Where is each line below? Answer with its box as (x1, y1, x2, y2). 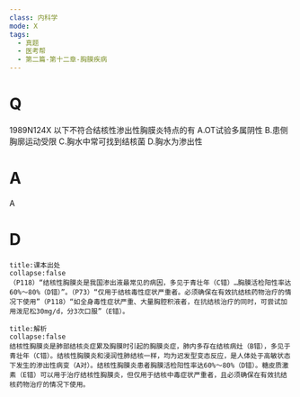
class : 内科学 (9, 13, 58, 23)
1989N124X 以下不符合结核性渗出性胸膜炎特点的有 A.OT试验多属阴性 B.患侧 (9, 124, 289, 135)
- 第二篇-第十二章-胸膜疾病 (17, 55, 108, 64)
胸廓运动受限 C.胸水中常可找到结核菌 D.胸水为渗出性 (9, 136, 203, 147)
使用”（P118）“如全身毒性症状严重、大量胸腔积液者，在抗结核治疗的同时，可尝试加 (22, 297, 287, 306)
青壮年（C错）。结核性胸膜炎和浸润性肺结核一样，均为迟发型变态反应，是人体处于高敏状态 (9, 351, 291, 360)
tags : (9, 30, 30, 39)
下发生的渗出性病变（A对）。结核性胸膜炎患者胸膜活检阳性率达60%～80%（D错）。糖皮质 (9, 361, 283, 370)
